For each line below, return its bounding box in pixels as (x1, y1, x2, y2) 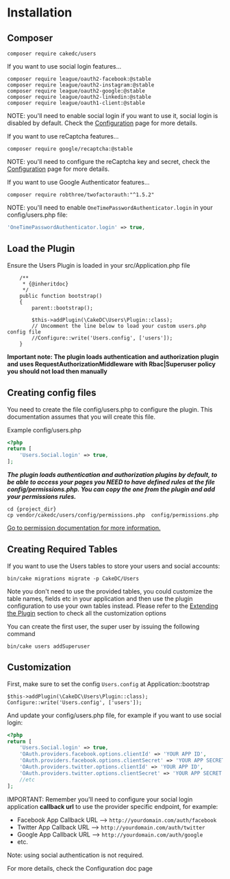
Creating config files (7, 387, 97, 399)
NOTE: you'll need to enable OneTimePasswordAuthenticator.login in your (7, 204, 214, 211)
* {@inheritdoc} (22, 280, 69, 288)
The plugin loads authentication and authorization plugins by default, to (7, 471, 218, 478)
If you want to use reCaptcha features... (7, 132, 119, 140)
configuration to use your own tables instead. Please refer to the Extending (7, 602, 218, 610)
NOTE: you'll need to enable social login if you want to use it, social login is (7, 112, 218, 119)
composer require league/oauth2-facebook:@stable (7, 75, 152, 82)
